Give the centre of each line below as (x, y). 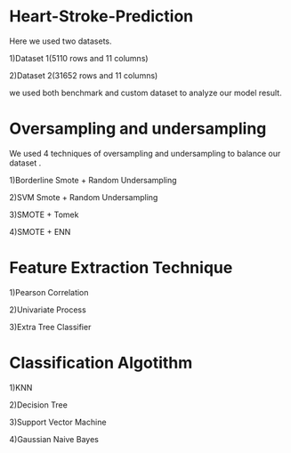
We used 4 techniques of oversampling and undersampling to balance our (145, 153)
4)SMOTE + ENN (40, 231)
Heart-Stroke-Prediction (101, 16)
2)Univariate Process (48, 310)
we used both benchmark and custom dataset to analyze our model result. (145, 93)
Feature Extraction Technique (121, 268)
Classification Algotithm (101, 363)
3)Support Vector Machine (58, 422)
